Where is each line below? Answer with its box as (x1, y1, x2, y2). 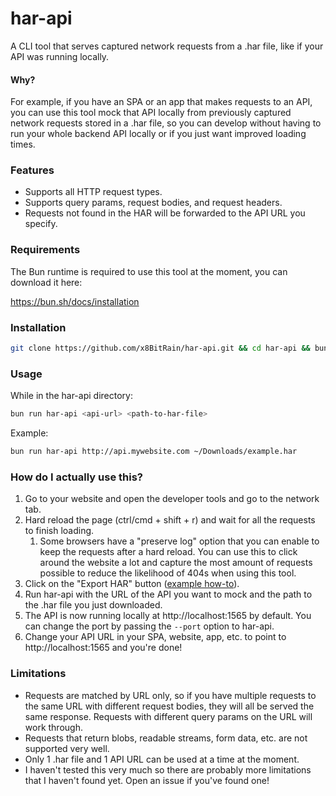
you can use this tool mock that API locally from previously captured (10, 107, 292, 119)
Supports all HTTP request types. (24, 186, 163, 198)
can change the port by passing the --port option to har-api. (24, 620, 275, 632)
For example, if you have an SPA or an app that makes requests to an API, (10, 96, 313, 108)
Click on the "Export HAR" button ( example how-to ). (24, 578, 240, 590)
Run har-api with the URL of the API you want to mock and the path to (24, 588, 313, 601)
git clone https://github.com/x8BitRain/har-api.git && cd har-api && (10, 343, 311, 354)
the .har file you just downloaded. (24, 599, 163, 611)
